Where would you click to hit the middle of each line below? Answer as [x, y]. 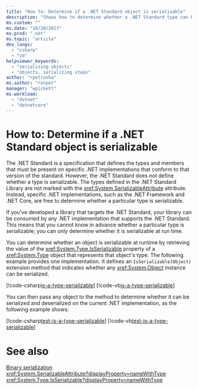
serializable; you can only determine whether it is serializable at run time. [95, 231]
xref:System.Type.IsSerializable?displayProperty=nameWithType [85, 380]
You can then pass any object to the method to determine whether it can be [98, 297]
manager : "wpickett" [32, 89]
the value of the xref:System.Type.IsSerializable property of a [81, 249]
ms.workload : [22, 94]
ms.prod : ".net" [26, 34]
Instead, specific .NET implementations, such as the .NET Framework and [95, 194]
